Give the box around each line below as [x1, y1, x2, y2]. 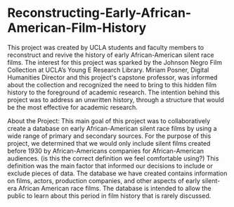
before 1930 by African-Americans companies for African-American [7, 146, 204, 155]
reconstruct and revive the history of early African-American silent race [7, 51, 214, 59]
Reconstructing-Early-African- [7, 5, 192, 21]
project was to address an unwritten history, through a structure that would [7, 95, 225, 103]
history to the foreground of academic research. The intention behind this [7, 88, 220, 96]
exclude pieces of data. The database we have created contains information [7, 169, 228, 177]
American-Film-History [7, 20, 147, 36]
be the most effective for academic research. [7, 103, 138, 111]
